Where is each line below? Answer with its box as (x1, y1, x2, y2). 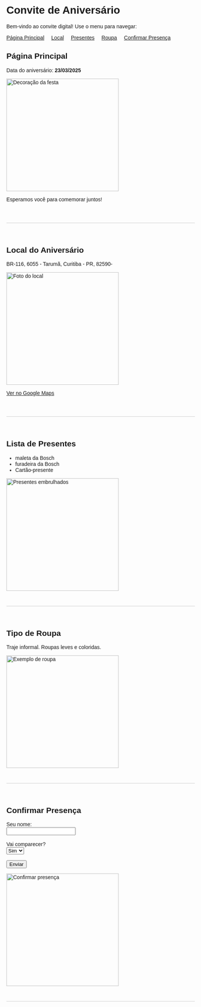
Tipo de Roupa (6, 628, 61, 638)
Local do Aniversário (6, 245, 84, 255)
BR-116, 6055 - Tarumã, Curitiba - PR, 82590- (6, 261, 113, 268)
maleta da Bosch (15, 455, 55, 461)
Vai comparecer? (6, 841, 46, 848)
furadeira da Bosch (15, 461, 60, 467)
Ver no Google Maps (6, 390, 54, 397)
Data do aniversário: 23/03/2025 (6, 67, 81, 74)
